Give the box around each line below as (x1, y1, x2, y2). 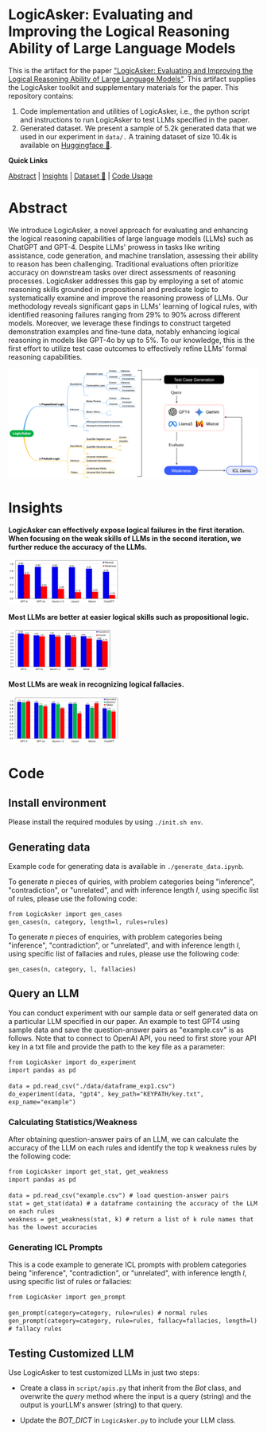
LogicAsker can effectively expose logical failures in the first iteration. (8, 525, 245, 535)
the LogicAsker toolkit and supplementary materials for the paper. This (8, 82, 239, 92)
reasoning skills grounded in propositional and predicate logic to (8, 284, 219, 294)
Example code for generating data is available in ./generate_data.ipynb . (8, 862, 245, 870)
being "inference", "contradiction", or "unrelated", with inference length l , (8, 1268, 247, 1278)
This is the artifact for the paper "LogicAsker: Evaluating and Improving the (8, 65, 253, 75)
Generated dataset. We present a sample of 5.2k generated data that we (19, 123, 257, 133)
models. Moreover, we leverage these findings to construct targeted (8, 318, 231, 328)
